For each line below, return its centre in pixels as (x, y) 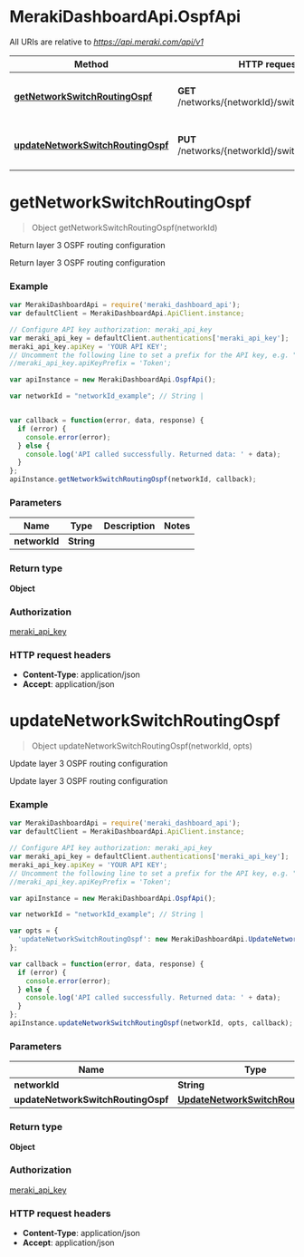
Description (129, 526)
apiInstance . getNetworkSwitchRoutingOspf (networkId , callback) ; (133, 479)
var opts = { (34, 931)
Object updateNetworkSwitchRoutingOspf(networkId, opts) (142, 746)
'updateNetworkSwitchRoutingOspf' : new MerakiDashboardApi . (133, 940)
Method (91, 63)
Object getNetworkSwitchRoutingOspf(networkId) (124, 227)
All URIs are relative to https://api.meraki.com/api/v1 (106, 42)
